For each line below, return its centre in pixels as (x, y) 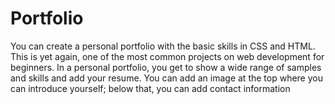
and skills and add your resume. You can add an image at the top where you (166, 78)
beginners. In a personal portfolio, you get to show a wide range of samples (166, 67)
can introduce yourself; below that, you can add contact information (150, 88)
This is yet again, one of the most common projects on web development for (167, 56)
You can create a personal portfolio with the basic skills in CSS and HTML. (163, 46)
